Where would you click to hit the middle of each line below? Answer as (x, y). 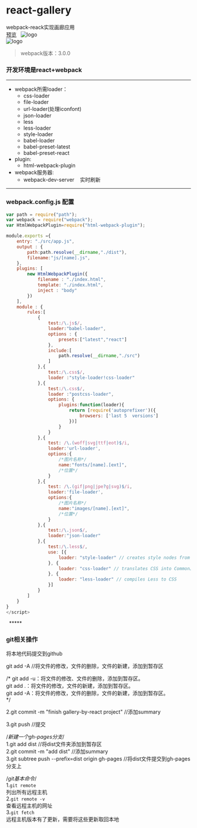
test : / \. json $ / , (68, 530)
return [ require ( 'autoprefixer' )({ (113, 410)
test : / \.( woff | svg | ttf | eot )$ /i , (89, 443)
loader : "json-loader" (74, 536)
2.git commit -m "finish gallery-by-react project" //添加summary (84, 712)
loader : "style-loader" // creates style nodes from (124, 558)
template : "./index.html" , (70, 285)
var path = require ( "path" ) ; (42, 215)
